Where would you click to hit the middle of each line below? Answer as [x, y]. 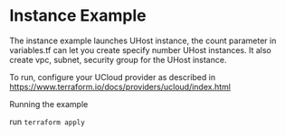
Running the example [49, 104]
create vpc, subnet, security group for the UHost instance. [118, 59]
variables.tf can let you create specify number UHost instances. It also [140, 50]
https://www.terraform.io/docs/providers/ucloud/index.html [120, 86]
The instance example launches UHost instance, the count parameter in [143, 41]
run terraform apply [47, 122]
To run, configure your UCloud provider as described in [112, 77]
